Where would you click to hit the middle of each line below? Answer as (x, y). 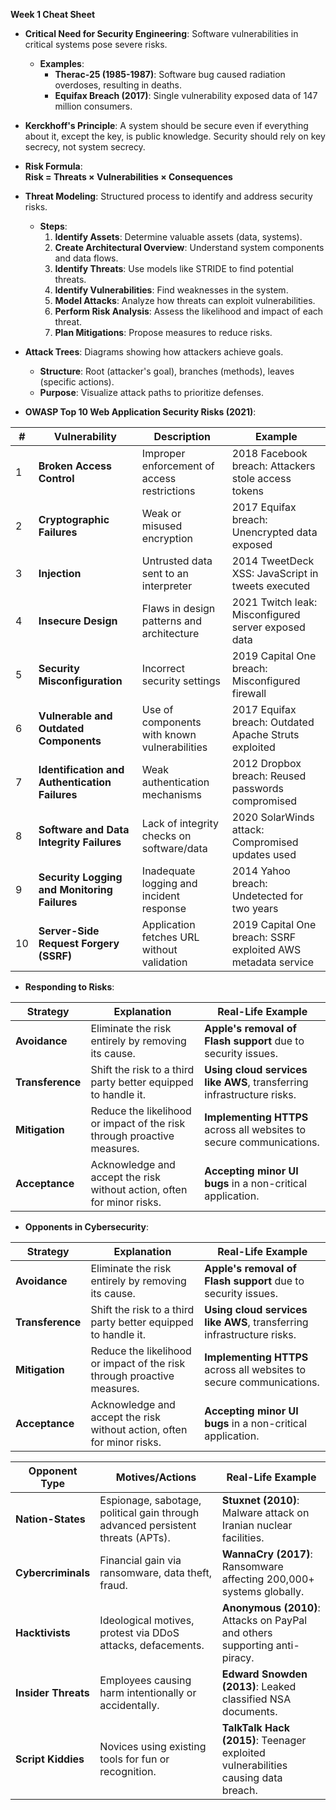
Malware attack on (265, 1512)
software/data (174, 848)
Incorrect (163, 668)
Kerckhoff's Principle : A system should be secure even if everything (166, 125)
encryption (167, 538)
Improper (163, 453)
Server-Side (69, 931)
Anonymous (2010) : (271, 1607)
